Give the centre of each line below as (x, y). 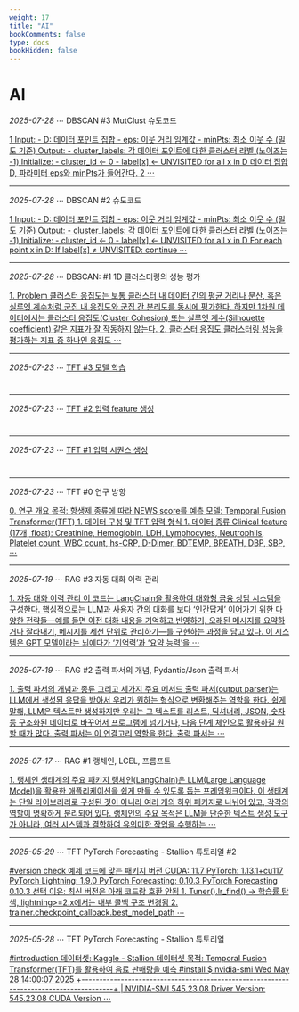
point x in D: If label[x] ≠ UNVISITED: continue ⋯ (98, 250)
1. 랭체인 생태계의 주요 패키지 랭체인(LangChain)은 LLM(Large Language (137, 779)
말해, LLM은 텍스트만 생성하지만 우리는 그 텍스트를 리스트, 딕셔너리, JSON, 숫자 (147, 711)
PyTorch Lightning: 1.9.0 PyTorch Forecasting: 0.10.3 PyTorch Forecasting (144, 880)
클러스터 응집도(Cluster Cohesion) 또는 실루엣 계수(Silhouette (156, 318)
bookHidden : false (43, 51)
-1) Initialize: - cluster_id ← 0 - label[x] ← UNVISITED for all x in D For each (146, 241)
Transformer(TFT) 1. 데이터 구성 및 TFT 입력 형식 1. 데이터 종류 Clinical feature (148, 522)
